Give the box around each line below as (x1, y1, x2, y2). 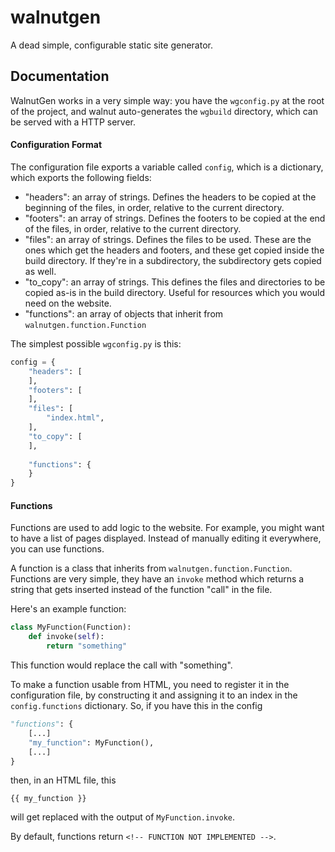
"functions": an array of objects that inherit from (24, 307, 224, 320)
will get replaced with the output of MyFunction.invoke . (10, 811, 236, 823)
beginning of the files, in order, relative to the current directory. (24, 201, 285, 213)
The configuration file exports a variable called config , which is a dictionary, (10, 161, 324, 173)
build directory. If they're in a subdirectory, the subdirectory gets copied (24, 254, 322, 266)
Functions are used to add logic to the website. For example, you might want (10, 522, 325, 534)
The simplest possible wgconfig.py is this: (10, 337, 182, 350)
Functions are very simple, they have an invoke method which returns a (10, 573, 305, 585)
